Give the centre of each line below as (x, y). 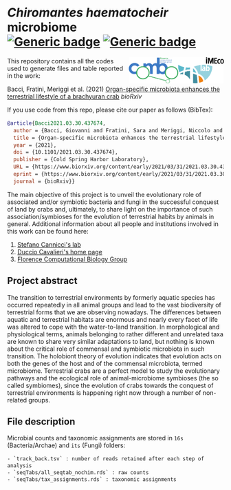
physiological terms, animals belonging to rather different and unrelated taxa (115, 334)
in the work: (24, 75)
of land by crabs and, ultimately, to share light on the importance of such (110, 209)
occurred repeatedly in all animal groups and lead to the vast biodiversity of (114, 305)
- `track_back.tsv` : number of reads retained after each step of (106, 459)
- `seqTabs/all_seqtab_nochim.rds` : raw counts (78, 473)
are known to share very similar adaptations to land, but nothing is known (111, 341)
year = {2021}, (35, 145)
